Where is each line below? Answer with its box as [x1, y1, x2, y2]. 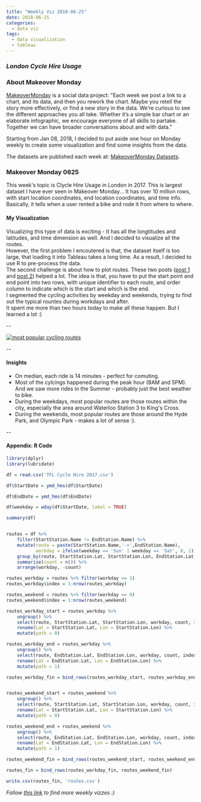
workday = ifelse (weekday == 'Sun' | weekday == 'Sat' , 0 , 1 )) [35, 547, 197, 554]
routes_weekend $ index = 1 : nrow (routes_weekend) [6, 597, 127, 603]
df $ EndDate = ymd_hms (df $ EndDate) [6, 494, 93, 500]
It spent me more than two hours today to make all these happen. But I [6, 304, 179, 311]
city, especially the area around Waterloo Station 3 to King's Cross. [14, 404, 181, 411]
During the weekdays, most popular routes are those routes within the [14, 398, 187, 405]
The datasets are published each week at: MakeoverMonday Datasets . [6, 153, 180, 161]
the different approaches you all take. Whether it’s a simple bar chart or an [6, 111, 190, 118]
